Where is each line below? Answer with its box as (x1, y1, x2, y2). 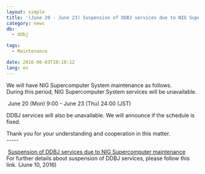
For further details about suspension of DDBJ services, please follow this (6, 155, 190, 162)
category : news (6, 20, 45, 26)
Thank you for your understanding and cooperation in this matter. (6, 130, 171, 137)
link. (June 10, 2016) (6, 161, 57, 168)
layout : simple (6, 9, 45, 15)
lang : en (6, 64, 29, 71)
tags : (6, 43, 20, 49)
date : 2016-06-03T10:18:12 (6, 59, 75, 65)
